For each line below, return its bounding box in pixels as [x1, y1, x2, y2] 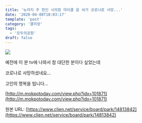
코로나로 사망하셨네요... [5, 70, 51, 76]
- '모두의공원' [10, 31, 36, 36]
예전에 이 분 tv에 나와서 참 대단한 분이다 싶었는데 [5, 59, 101, 65]
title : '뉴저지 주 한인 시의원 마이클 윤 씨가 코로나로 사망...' [5, 7, 123, 13]
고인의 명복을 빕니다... [5, 80, 48, 86]
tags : [5, 26, 17, 31]
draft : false [5, 36, 33, 41]
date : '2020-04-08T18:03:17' [5, 12, 66, 17]
